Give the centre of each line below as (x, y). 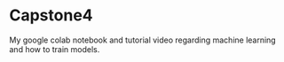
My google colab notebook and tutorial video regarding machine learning (143, 40)
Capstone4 (51, 15)
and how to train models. (55, 49)
